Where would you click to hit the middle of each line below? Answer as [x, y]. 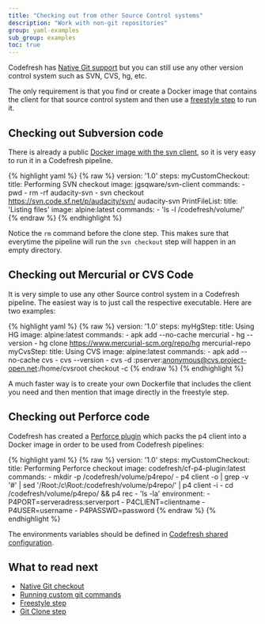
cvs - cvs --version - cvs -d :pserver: [102, 360]
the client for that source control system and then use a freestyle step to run [132, 100]
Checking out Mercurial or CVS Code [101, 275]
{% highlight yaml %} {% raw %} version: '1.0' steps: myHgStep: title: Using [131, 326]
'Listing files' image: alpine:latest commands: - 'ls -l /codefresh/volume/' [127, 209]
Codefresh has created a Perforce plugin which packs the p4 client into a [127, 436]
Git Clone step [43, 611]
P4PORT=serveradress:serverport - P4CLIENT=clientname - [107, 502]
